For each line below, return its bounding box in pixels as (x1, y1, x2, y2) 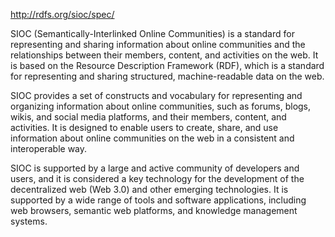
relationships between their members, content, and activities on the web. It (10, 49, 319, 61)
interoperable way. (10, 143, 88, 154)
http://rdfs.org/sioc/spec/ (10, 9, 115, 20)
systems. (10, 215, 48, 227)
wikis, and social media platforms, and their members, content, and (10, 111, 287, 123)
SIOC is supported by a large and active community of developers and (10, 162, 300, 174)
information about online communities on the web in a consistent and (10, 132, 295, 144)
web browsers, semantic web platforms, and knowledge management (10, 205, 298, 216)
